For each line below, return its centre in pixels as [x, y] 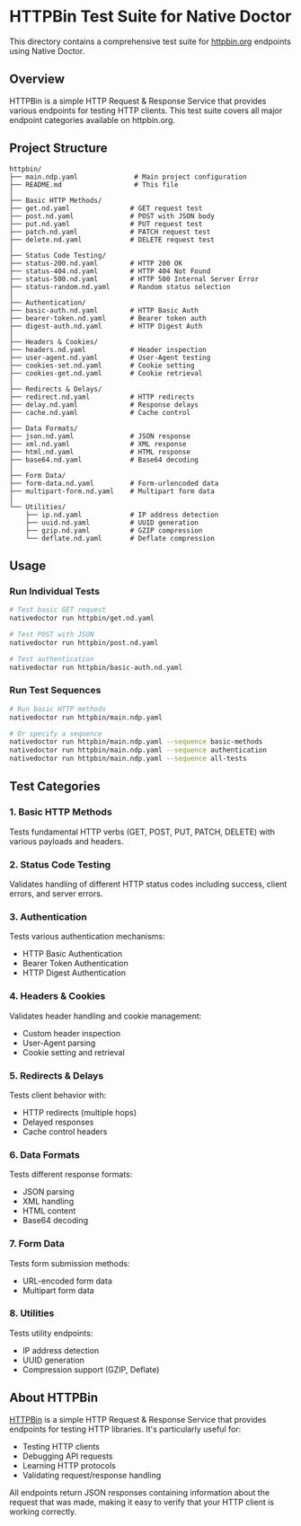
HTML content [49, 1211]
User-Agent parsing [59, 1043]
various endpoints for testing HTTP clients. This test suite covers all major [146, 110]
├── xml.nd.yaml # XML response [98, 444]
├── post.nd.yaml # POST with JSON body [112, 216]
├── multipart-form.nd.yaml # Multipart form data [112, 491]
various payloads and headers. [66, 841]
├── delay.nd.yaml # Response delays [104, 405]
